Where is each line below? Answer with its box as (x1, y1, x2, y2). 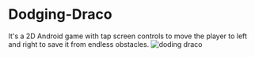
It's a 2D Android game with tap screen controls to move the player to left (8, 31, 248, 41)
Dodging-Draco (8, 5, 112, 23)
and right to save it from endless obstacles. (8, 39, 150, 48)
